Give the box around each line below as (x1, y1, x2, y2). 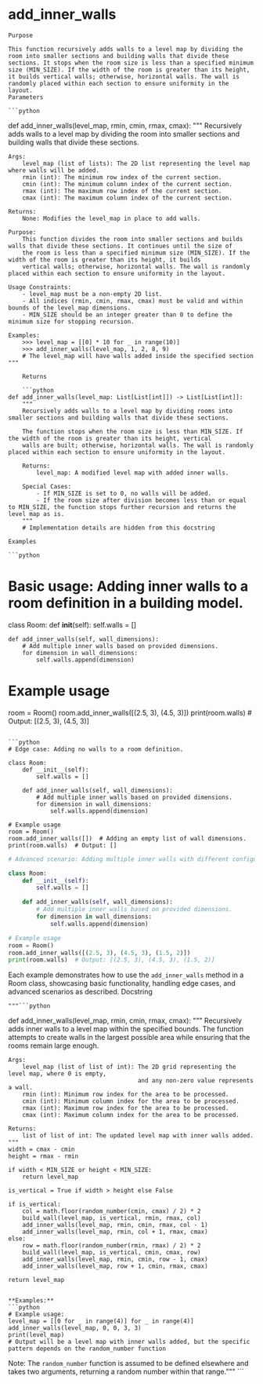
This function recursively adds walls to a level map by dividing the (8, 45, 243, 53)
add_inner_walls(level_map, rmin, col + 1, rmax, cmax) (22, 1228, 209, 1236)
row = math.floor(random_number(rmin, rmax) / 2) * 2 (22, 1242, 201, 1250)
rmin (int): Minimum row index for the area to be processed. (22, 1090, 229, 1099)
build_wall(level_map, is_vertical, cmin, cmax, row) (22, 1249, 201, 1257)
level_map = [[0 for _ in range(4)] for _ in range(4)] (8, 1317, 194, 1325)
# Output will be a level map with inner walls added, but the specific (8, 1338, 250, 1346)
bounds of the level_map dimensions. (8, 304, 131, 312)
